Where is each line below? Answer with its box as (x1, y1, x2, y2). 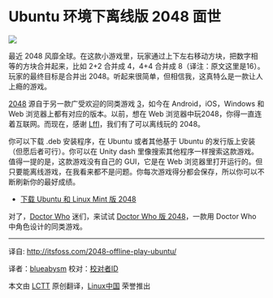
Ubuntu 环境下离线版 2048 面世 (8, 7, 222, 26)
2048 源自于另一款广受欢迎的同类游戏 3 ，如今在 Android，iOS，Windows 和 (8, 98, 265, 108)
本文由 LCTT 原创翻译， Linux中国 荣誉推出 (8, 281, 151, 291)
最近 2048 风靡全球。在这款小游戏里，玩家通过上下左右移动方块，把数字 (8, 50, 251, 61)
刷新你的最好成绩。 (15, 176, 80, 187)
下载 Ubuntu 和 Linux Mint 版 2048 (19, 194, 136, 204)
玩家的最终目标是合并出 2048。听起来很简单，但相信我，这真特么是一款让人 (8, 71, 264, 81)
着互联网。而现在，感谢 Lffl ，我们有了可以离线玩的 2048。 (8, 119, 206, 128)
